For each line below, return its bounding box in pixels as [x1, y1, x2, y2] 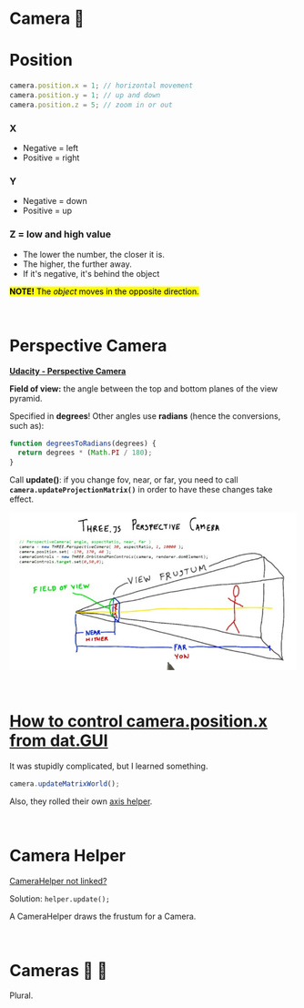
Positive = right [22, 152, 80, 163]
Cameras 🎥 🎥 [9, 960, 108, 981]
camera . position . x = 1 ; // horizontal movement [9, 81, 194, 90]
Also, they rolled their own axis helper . [9, 796, 153, 807]
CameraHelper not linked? [9, 875, 107, 886]
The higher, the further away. [22, 259, 132, 270]
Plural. [9, 990, 34, 1001]
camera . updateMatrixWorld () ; [9, 779, 120, 789]
